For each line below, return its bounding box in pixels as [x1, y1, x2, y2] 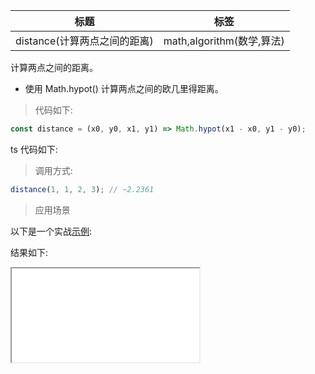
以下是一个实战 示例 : [10, 225, 93, 237]
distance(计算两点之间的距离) [15, 34, 154, 48]
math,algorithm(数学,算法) [163, 34, 285, 48]
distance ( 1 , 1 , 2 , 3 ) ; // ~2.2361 [10, 184, 155, 194]
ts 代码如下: [10, 143, 58, 155]
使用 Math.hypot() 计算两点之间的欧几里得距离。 [24, 83, 224, 94]
